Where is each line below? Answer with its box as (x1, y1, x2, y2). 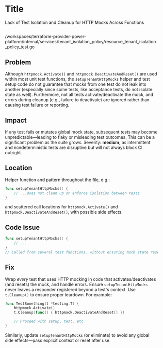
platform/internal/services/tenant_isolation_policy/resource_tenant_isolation (5, 39, 156, 45)
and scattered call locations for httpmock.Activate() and (5, 204, 118, 210)
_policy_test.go (5, 44, 35, 50)
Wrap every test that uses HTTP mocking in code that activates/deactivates (5, 276, 156, 282)
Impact (5, 116, 27, 125)
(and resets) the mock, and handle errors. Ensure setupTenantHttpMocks (5, 281, 148, 287)
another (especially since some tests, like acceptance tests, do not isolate (5, 87, 153, 92)
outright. (5, 149, 22, 155)
